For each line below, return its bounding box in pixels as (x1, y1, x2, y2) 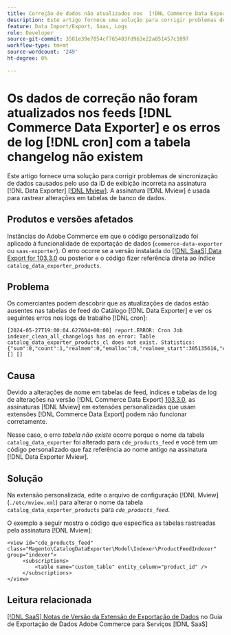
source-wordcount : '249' (7, 49, 78, 56)
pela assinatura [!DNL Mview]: (7, 526, 93, 534)
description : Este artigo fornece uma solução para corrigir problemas (7, 17, 217, 23)
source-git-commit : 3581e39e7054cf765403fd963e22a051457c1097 (7, 36, 189, 43)
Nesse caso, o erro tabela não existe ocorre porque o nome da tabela (7, 431, 205, 439)
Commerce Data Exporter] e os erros (7, 120, 221, 135)
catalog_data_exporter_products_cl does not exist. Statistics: (7, 339, 195, 346)
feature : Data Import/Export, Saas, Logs (7, 23, 128, 30)
